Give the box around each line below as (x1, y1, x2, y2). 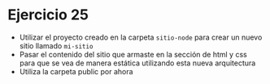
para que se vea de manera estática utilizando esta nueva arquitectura (19, 58, 256, 68)
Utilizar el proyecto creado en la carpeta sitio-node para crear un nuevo (19, 32, 263, 42)
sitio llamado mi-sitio (19, 40, 94, 50)
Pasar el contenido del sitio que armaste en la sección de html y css (19, 49, 247, 59)
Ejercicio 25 (7, 6, 89, 24)
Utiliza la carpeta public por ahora (19, 66, 133, 76)
